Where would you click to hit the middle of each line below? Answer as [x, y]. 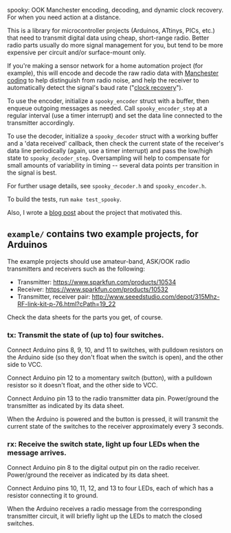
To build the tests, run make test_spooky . [64, 199]
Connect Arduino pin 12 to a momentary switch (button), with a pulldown [110, 378]
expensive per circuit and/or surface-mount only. [77, 52]
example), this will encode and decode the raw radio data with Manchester [113, 73]
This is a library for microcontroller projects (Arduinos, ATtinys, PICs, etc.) [111, 31]
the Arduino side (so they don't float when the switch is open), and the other [115, 357]
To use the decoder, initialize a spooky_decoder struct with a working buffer [113, 136]
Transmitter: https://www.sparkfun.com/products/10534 [97, 282]
